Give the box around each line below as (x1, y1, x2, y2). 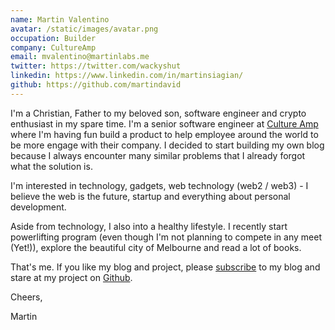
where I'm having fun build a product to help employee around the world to (10, 128, 319, 140)
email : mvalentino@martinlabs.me (10, 52, 150, 62)
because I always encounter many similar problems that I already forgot (10, 149, 306, 161)
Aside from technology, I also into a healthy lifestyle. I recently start (10, 220, 288, 232)
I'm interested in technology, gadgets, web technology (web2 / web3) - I (10, 179, 309, 191)
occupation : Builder (10, 33, 97, 43)
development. (10, 201, 67, 213)
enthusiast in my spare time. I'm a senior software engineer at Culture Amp (10, 117, 319, 130)
